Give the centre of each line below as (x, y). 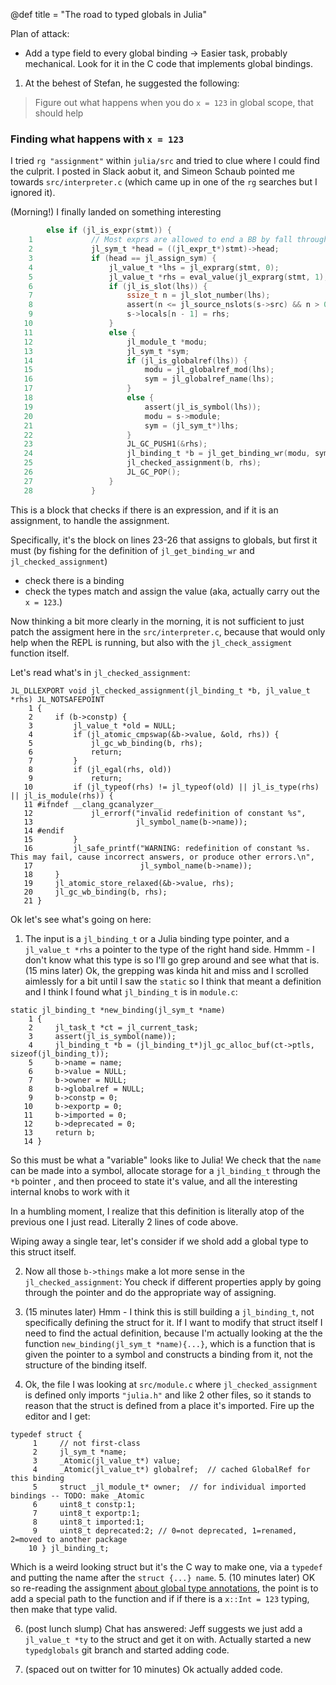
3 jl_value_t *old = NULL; (102, 725)
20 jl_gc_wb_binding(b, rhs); (95, 892)
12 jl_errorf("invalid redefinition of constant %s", (165, 813)
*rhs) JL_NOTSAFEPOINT (57, 699)
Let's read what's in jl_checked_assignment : (100, 672)
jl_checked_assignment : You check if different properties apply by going (173, 1281)
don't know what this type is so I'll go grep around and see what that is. (172, 960)
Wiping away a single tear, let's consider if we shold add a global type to (159, 1241)
